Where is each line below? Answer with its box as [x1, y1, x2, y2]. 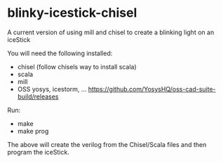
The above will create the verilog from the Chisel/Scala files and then [7, 140, 207, 148]
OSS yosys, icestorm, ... [17, 85, 87, 93]
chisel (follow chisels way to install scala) [17, 62, 137, 71]
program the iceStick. [7, 148, 70, 156]
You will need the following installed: [7, 49, 113, 57]
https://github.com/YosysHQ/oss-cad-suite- [88, 85, 216, 93]
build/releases [17, 92, 59, 101]
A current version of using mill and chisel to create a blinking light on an [7, 28, 215, 36]
